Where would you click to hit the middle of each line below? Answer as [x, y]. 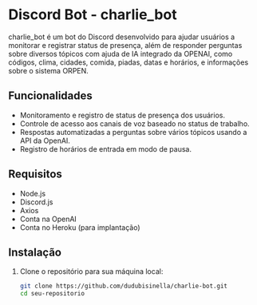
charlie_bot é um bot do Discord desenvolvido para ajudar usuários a [122, 37]
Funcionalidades [51, 96]
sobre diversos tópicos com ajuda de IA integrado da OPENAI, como [121, 53]
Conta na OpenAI [48, 219]
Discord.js [36, 202]
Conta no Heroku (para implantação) [80, 227]
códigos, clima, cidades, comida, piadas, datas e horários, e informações [128, 62]
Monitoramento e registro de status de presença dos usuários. [123, 115]
